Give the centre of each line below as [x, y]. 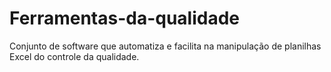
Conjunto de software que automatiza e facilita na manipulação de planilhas [165, 46]
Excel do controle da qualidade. [74, 56]
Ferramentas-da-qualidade [125, 18]
